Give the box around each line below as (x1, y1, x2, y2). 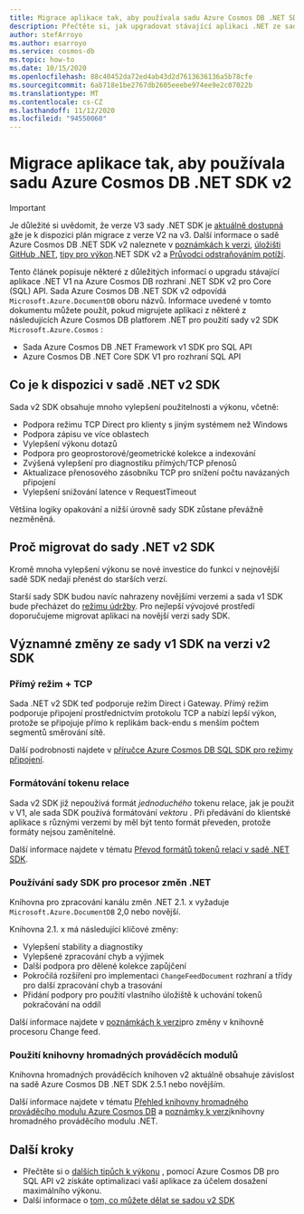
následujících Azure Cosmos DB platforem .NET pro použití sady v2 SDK (9, 314, 279, 326)
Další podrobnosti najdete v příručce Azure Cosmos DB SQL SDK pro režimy (9, 744, 294, 756)
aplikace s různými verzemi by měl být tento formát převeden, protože (9, 817, 271, 827)
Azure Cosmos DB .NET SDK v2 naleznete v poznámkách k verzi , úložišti (9, 239, 281, 250)
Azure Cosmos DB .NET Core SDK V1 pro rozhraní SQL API (22, 351, 242, 362)
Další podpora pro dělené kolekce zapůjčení (22, 961, 187, 971)
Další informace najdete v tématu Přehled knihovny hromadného (9, 1096, 249, 1107)
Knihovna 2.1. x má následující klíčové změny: (9, 923, 179, 934)
